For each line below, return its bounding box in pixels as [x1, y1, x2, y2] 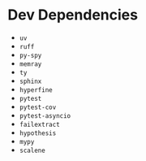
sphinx [19, 77, 42, 85]
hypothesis [19, 128, 57, 137]
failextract [19, 120, 60, 128]
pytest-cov [19, 103, 57, 111]
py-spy [19, 51, 42, 59]
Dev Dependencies [7, 6, 139, 24]
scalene [19, 146, 45, 154]
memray [19, 59, 42, 68]
